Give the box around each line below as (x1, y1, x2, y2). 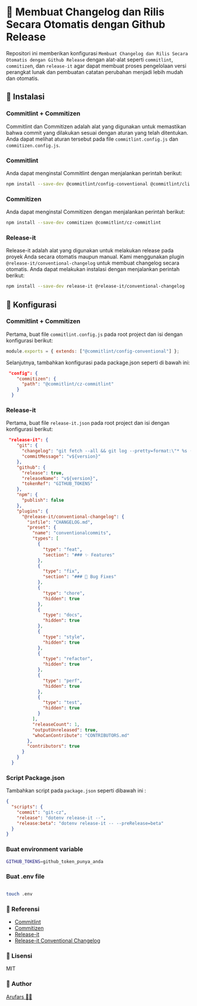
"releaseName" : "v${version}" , (21, 475, 98, 481)
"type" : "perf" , (43, 678, 83, 684)
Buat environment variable (6, 845, 83, 854)
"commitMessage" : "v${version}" (21, 454, 101, 459)
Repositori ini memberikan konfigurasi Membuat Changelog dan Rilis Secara (6, 49, 188, 56)
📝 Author (6, 980, 32, 988)
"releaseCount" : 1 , (32, 721, 80, 727)
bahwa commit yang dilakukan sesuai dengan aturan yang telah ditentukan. (6, 129, 189, 136)
